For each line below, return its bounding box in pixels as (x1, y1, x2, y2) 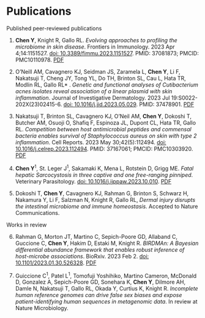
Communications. (15, 209, 60, 216)
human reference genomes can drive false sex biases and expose (15, 292, 182, 299)
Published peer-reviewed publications (6, 25, 102, 32)
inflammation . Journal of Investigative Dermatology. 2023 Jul (15, 94, 170, 101)
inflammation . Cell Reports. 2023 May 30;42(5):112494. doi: (15, 138, 166, 145)
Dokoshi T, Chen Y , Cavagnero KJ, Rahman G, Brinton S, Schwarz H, (15, 189, 189, 197)
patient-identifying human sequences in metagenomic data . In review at (15, 298, 198, 305)
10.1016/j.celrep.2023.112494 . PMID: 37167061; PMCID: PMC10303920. (15, 145, 193, 152)
